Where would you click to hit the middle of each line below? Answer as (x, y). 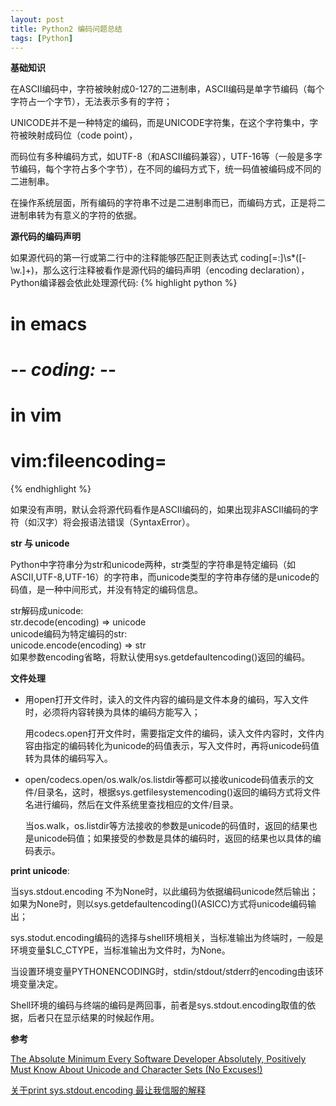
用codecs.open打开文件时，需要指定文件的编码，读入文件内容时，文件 (170, 733)
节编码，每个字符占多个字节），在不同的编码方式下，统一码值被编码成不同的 (166, 169)
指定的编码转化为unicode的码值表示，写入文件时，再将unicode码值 (181, 745)
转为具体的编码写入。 (68, 758)
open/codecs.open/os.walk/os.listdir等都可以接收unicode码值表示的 (165, 779)
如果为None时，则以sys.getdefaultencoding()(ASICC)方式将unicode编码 (159, 903)
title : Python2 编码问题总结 (66, 29)
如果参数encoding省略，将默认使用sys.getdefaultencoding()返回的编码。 (160, 657)
